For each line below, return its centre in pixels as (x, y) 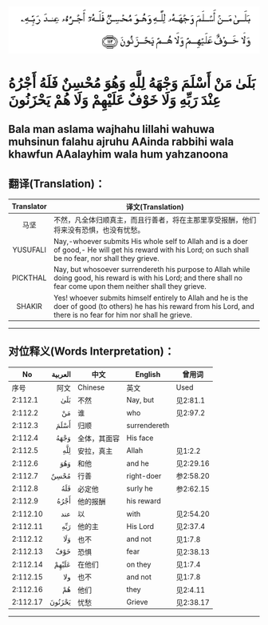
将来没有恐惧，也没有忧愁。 (99, 230)
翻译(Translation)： (57, 184)
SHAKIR (29, 306)
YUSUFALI (29, 250)
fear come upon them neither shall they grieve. (130, 286)
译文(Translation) (155, 206)
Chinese (91, 387)
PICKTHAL (29, 278)
